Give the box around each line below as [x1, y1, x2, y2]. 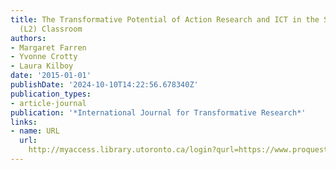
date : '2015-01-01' [10, 71, 92, 81]
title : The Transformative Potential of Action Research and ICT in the [10, 14, 320, 25]
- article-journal [10, 98, 87, 108]
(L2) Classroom [19, 24, 83, 34]
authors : [10, 33, 47, 43]
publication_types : [10, 89, 92, 99]
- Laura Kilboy [10, 61, 74, 71]
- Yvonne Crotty [10, 52, 78, 62]
